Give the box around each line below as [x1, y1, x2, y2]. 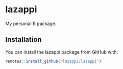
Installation [5, 35, 42, 44]
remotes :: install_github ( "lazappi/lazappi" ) [5, 59, 102, 64]
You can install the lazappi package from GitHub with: [5, 49, 118, 55]
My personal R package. [5, 20, 57, 27]
